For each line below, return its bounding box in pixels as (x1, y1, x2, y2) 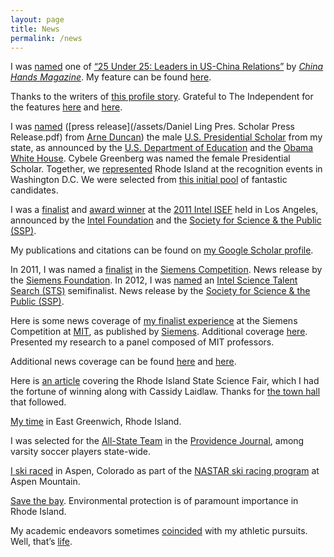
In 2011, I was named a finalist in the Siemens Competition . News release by (10, 264, 323, 276)
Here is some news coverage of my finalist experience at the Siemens (10, 315, 298, 327)
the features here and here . (10, 101, 123, 113)
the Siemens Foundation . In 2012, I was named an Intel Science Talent (10, 274, 298, 286)
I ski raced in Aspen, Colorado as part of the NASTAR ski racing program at (10, 465, 320, 477)
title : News (10, 24, 60, 34)
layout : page (10, 14, 65, 25)
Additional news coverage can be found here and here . (10, 356, 237, 368)
